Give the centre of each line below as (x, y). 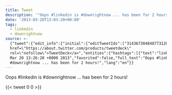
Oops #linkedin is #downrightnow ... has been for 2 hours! (67, 77)
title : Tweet (19, 10)
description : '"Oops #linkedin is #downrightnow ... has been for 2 (80, 15)
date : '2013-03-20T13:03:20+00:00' (43, 20)
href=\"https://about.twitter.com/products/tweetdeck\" (71, 48)
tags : (11, 24)
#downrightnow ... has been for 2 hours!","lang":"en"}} (72, 63)
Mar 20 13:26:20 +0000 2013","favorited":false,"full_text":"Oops (82, 58)
